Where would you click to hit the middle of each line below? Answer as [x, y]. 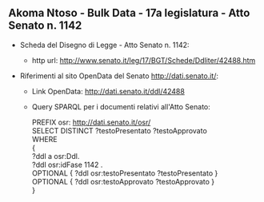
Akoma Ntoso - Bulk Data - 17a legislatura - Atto [129, 13]
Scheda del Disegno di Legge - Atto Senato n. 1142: [104, 45]
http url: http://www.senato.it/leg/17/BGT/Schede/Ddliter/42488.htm [144, 60]
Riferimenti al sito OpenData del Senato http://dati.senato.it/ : [119, 76]
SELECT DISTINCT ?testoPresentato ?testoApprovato [120, 130]
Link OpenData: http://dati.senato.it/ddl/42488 [108, 91]
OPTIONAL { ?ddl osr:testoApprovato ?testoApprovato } [123, 181]
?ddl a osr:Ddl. [56, 156]
